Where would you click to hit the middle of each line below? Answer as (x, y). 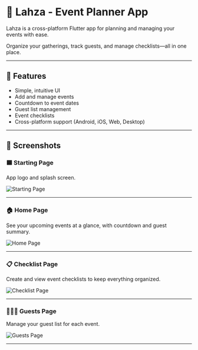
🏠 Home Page (27, 210)
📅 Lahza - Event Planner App (77, 12)
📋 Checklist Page (32, 264)
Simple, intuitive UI (37, 90)
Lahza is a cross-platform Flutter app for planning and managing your (90, 28)
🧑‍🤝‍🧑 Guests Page (32, 311)
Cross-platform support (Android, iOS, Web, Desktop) (80, 121)
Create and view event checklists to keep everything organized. (83, 279)
